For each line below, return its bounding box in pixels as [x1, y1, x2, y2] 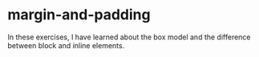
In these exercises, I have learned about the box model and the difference [7, 32, 251, 42]
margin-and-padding [7, 6, 151, 24]
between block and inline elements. [7, 40, 125, 50]
